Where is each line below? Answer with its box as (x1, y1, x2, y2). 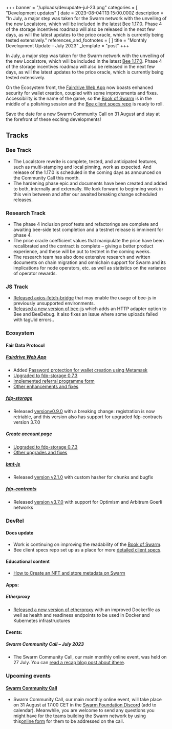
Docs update (6, 530, 34, 536)
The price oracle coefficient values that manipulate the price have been (13, 237, 164, 243)
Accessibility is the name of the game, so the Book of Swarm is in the (6, 95, 152, 101)
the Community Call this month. (13, 174, 80, 181)
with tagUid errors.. (13, 316, 54, 323)
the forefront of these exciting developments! (6, 116, 101, 122)
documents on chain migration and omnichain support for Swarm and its (13, 259, 166, 265)
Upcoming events (6, 672, 51, 680)
